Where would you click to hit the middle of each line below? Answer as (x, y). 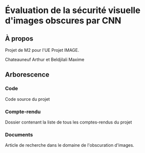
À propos (19, 38)
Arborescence (27, 75)
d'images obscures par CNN (63, 21)
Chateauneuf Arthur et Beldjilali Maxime (45, 60)
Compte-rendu (23, 111)
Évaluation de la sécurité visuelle (73, 10)
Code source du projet (27, 99)
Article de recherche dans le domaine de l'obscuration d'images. (70, 145)
